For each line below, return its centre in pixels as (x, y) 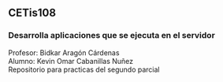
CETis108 (32, 13)
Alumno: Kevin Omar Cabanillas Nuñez (71, 61)
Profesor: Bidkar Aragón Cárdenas (64, 52)
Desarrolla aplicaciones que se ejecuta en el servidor (111, 35)
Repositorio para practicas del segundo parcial (84, 69)
